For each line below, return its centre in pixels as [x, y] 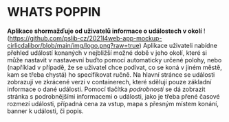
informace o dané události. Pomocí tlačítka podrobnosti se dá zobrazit [106, 89]
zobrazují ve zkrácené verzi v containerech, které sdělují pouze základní [109, 82]
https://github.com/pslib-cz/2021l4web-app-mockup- [86, 38]
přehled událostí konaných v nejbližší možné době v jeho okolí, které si [107, 53]
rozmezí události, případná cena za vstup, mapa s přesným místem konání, [113, 103]
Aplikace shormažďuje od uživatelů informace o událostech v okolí [105, 31]
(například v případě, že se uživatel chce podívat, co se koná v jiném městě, [115, 67]
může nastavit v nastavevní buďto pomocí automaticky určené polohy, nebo [115, 60]
